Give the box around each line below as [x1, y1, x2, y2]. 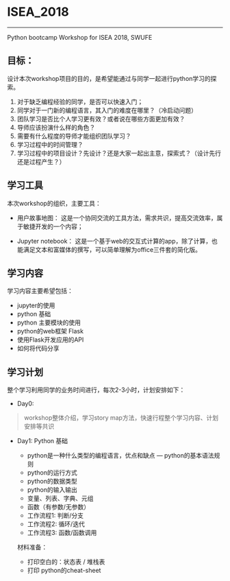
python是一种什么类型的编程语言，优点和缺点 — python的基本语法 [27, 451, 214, 460]
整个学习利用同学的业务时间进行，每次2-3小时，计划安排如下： [7, 386, 186, 394]
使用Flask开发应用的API [16, 335, 84, 344]
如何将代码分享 [16, 344, 60, 353]
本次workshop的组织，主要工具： [7, 199, 101, 207]
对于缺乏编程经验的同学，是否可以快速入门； [16, 97, 144, 106]
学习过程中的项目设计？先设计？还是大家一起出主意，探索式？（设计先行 [16, 149, 221, 157]
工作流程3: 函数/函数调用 [27, 529, 97, 537]
